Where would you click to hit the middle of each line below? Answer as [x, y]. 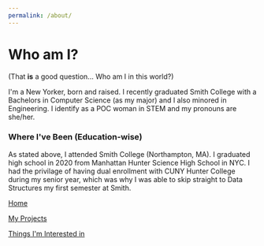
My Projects [28, 218]
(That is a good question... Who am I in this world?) [91, 76]
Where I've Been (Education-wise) [75, 137]
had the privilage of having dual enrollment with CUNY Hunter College [122, 171]
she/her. [22, 117]
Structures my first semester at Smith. [70, 188]
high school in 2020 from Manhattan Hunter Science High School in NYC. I [129, 162]
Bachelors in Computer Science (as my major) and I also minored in [117, 100]
